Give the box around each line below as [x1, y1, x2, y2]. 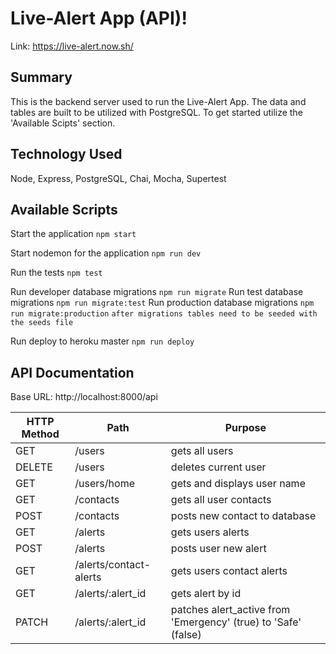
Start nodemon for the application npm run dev [10, 247, 202, 259]
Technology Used [10, 146, 123, 163]
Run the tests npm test [10, 267, 103, 279]
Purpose [224, 421, 267, 435]
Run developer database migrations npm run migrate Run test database [10, 286, 304, 298]
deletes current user [170, 460, 267, 474]
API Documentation [10, 364, 135, 381]
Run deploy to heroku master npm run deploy [10, 335, 195, 347]
